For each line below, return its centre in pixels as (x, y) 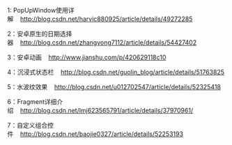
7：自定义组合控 (30, 125)
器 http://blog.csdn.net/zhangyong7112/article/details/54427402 (102, 43)
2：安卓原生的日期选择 (40, 34)
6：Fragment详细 (32, 102)
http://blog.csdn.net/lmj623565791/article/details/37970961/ (107, 110)
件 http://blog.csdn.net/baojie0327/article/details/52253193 (95, 134)
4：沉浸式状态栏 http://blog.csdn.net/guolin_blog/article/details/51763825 (116, 72)
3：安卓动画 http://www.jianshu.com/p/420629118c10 (87, 57)
